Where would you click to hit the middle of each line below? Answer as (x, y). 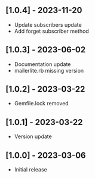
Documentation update (42, 64)
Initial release (30, 170)
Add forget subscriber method (51, 31)
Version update (33, 136)
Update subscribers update (48, 24)
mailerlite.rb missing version (49, 70)
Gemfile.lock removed (42, 104)
